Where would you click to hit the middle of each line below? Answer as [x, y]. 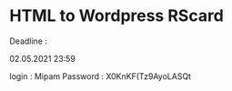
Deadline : [29, 41]
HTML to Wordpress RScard [117, 16]
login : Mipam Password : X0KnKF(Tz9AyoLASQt [101, 76]
